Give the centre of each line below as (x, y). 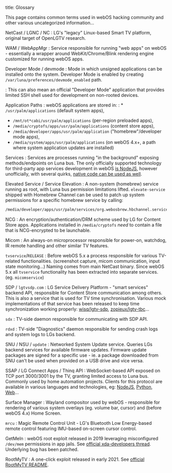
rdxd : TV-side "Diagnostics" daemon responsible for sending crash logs (82, 329)
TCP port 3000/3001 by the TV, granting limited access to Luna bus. (77, 376)
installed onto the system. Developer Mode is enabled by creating (74, 74)
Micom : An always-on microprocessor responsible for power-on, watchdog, (86, 240)
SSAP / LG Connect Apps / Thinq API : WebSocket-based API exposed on (83, 371)
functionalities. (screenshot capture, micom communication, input (91, 261)
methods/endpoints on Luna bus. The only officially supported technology (83, 163)
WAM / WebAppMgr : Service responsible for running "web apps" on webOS (86, 48)
